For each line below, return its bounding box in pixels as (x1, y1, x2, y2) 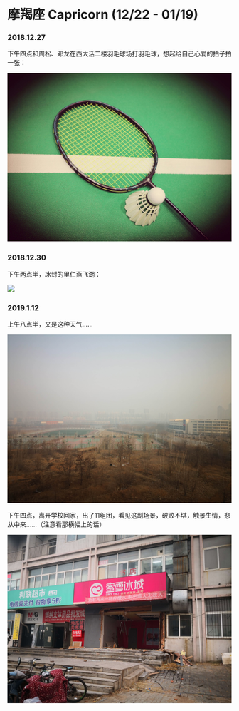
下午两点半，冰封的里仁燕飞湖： (7, 270, 101, 278)
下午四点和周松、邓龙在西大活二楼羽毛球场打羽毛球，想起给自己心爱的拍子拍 (7, 49, 232, 58)
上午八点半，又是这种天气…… (7, 320, 94, 329)
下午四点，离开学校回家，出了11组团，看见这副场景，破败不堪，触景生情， (7, 511, 225, 520)
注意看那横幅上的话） (43, 520, 106, 528)
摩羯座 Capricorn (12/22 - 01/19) (7, 6, 199, 23)
